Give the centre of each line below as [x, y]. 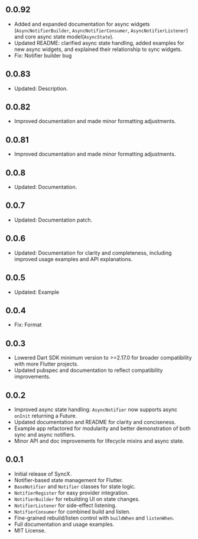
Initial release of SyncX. [43, 474]
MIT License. [30, 530]
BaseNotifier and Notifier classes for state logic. [75, 486]
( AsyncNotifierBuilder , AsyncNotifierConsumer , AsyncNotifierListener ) [101, 30]
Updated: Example [37, 292]
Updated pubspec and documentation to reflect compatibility [88, 370]
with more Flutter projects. [46, 364]
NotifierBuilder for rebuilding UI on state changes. [77, 499]
